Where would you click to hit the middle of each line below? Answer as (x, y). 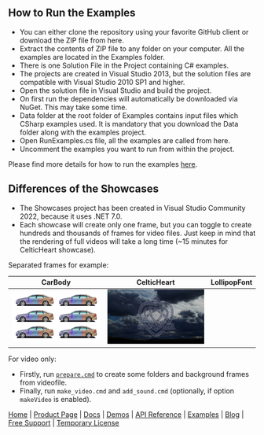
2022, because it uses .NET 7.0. (71, 216)
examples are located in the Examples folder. (92, 57)
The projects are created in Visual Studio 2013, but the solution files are (135, 73)
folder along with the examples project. (83, 132)
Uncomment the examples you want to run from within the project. (127, 149)
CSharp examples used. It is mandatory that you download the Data (129, 123)
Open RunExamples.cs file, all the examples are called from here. (125, 140)
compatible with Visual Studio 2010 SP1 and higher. (102, 82)
